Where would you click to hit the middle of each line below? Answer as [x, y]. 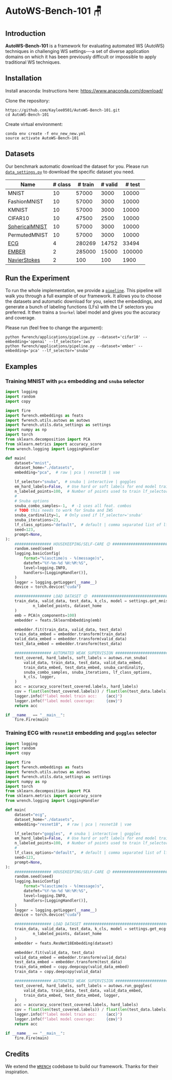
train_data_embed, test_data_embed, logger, [72, 995]
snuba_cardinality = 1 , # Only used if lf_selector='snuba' [79, 515]
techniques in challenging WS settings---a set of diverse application [77, 51]
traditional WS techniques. [33, 62]
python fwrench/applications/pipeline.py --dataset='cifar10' [73, 337]
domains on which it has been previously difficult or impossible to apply [81, 57]
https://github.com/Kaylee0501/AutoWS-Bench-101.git [63, 110]
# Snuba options [32, 501]
